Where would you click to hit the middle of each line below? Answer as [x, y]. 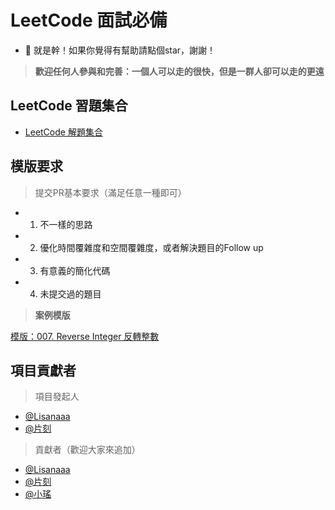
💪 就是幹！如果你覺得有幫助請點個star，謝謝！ [120, 50]
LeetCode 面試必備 [89, 20]
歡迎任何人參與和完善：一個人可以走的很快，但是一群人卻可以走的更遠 [179, 71]
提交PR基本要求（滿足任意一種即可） [110, 192]
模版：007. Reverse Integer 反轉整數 [85, 336]
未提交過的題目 [70, 293]
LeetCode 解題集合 [63, 132]
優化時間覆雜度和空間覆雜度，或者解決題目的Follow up [151, 247]
